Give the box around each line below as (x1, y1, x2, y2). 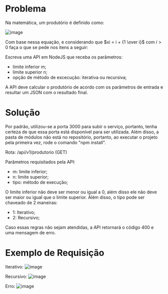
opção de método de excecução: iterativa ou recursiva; (12, 74, 127, 80)
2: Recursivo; (12, 214, 40, 220)
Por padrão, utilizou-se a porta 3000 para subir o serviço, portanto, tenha (5, 123, 157, 129)
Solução (5, 107, 40, 118)
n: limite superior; (12, 174, 49, 180)
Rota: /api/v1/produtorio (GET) (5, 149, 68, 155)
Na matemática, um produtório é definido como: (5, 20, 104, 26)
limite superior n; (12, 69, 48, 75)
